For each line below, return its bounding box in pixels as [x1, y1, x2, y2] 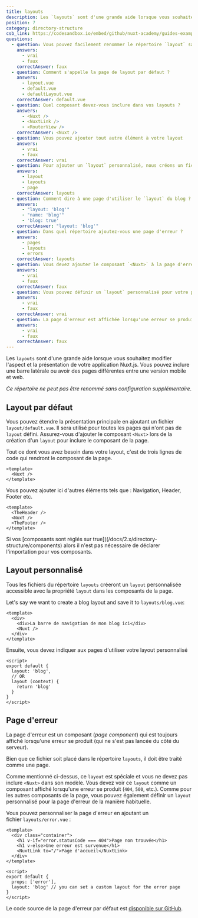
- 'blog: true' [21, 218, 60, 224]
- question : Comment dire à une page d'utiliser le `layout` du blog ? [11, 196, 192, 202]
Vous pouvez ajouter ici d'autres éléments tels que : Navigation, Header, [6, 486, 181, 494]
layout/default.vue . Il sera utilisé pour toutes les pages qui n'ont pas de [6, 424, 182, 431]
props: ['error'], [11, 879, 57, 885]
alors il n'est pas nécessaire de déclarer [63, 542, 160, 549]
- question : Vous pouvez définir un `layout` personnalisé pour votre [11, 289, 189, 295]
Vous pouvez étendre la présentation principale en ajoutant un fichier [6, 418, 174, 425]
